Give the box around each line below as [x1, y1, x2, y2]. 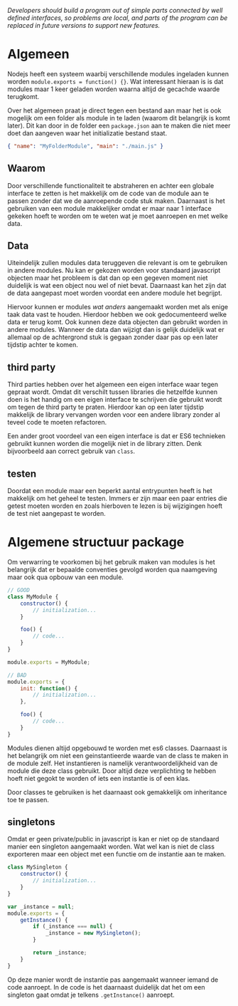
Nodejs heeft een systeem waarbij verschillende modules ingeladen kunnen [7, 69, 229, 78]
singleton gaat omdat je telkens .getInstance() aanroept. [7, 990, 175, 999]
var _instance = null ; [7, 903, 75, 911]
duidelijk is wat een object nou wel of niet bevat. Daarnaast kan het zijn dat [7, 281, 227, 290]
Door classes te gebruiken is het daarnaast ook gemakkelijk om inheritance [7, 787, 227, 797]
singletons [7, 816, 55, 829]
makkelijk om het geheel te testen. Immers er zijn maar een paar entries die [7, 494, 227, 503]
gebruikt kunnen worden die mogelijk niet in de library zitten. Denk [7, 440, 202, 448]
